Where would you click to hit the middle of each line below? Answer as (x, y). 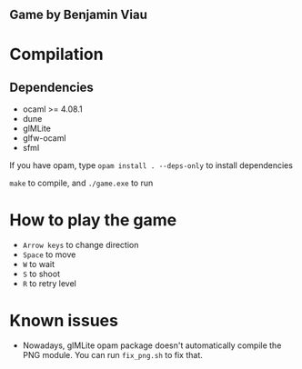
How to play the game (93, 219)
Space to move (49, 254)
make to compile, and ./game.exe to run (81, 183)
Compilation (56, 54)
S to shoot (41, 274)
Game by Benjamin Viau (78, 15)
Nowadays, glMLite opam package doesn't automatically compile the (152, 345)
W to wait (38, 264)
